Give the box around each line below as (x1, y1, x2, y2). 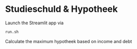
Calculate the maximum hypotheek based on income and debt (5, 38, 133, 44)
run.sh (5, 29, 19, 34)
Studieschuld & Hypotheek (5, 3, 118, 15)
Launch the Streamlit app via (5, 20, 64, 26)
